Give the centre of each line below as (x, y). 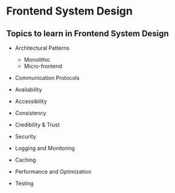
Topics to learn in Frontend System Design (87, 34)
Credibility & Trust (37, 125)
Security (25, 136)
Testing (24, 183)
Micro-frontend (43, 66)
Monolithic (37, 60)
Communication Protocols (47, 78)
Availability (28, 90)
